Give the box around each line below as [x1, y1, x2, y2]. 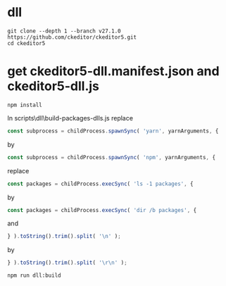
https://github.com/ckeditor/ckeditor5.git [7, 33, 137, 41]
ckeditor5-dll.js [7, 78, 100, 94]
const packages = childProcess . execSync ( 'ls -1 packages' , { [7, 180, 194, 187]
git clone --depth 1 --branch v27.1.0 [7, 27, 121, 35]
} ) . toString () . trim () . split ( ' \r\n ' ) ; [7, 259, 128, 266]
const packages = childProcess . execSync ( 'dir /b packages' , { [7, 206, 197, 213]
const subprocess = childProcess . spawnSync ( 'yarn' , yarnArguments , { [7, 128, 219, 135]
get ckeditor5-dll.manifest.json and [7, 63, 220, 80]
